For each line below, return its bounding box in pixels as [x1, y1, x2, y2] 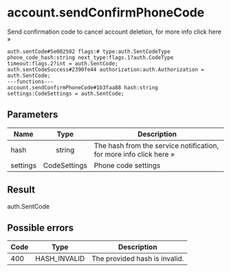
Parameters [7, 109, 58, 121]
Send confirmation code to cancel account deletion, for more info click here [7, 27, 222, 36]
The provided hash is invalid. [91, 254, 184, 264]
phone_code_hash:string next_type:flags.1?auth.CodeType [7, 54, 174, 61]
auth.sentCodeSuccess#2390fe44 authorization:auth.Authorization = [7, 66, 205, 73]
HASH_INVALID [35, 254, 85, 264]
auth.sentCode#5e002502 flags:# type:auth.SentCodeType [7, 48, 170, 55]
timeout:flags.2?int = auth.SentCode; [7, 60, 118, 67]
